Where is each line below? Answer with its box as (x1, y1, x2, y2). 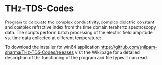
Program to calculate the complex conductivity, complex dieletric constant (5, 19, 155, 25)
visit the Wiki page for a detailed (75, 49, 140, 55)
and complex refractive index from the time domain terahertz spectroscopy (5, 24, 156, 30)
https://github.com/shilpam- (101, 44, 157, 50)
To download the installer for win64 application (5, 44, 100, 50)
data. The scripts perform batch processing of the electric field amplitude (5, 29, 153, 35)
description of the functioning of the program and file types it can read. (5, 54, 148, 60)
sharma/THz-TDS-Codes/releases (5, 49, 74, 55)
